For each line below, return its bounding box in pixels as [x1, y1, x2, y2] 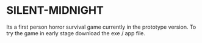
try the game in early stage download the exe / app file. [6, 29, 145, 36]
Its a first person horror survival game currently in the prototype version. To [6, 23, 197, 30]
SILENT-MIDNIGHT [6, 4, 104, 17]
